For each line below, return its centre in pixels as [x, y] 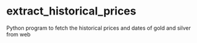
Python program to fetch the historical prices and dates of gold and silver [98, 28]
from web [18, 34]
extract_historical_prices [71, 11]
